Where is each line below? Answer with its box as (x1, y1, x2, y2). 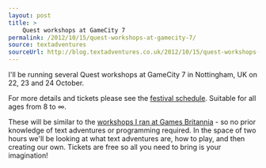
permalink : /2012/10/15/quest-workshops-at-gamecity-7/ (8, 33, 196, 42)
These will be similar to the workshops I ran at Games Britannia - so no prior (8, 118, 256, 126)
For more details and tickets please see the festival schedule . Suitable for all (8, 94, 256, 103)
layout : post (8, 11, 51, 20)
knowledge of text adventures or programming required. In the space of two (8, 125, 256, 135)
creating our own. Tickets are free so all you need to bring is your (8, 143, 222, 151)
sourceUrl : (8, 48, 44, 56)
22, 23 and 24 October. (8, 78, 85, 88)
